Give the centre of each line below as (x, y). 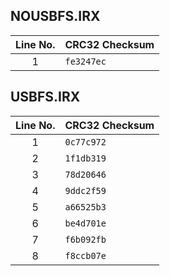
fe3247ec (85, 61)
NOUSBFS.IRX (55, 16)
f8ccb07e (85, 255)
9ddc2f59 (85, 190)
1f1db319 (85, 158)
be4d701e (85, 223)
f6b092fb (85, 239)
